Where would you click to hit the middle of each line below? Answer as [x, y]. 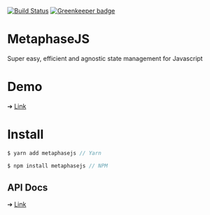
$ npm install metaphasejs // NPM [58, 166]
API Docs [28, 187]
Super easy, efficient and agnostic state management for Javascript [105, 58]
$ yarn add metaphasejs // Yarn [54, 153]
